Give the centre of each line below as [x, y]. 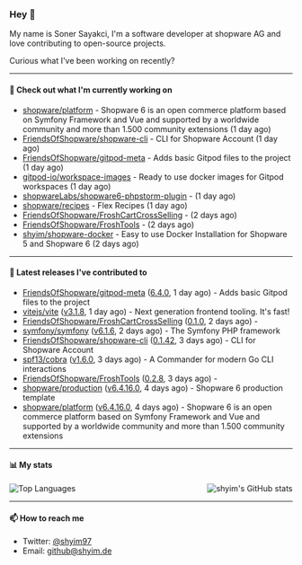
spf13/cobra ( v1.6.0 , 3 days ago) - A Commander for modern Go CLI [148, 359]
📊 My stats [31, 465]
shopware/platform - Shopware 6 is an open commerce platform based [154, 110]
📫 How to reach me [47, 518]
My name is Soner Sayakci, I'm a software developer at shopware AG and [145, 34]
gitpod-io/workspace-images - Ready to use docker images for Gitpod [153, 177]
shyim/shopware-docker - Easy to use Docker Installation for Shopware [155, 234]
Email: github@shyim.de [67, 551]
